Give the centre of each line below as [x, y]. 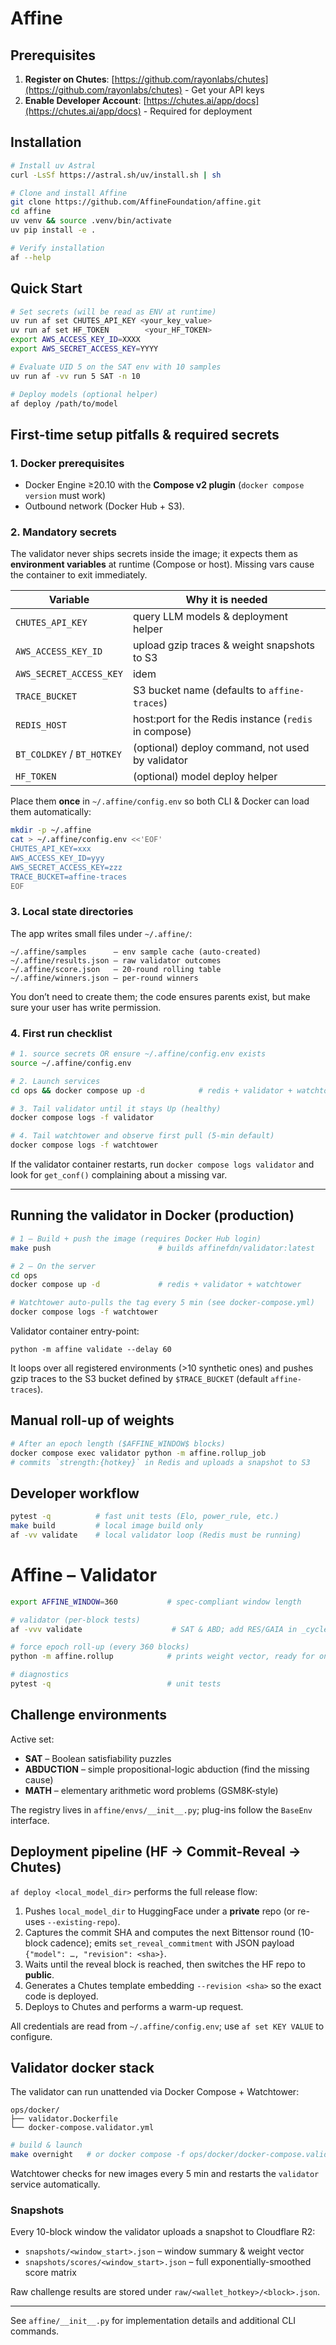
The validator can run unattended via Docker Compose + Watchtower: [155, 2092]
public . [39, 1974]
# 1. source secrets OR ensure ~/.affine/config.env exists [138, 1054]
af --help [31, 257]
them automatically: [51, 812]
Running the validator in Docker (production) [152, 1215]
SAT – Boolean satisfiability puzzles [98, 1758]
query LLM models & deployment [210, 617]
